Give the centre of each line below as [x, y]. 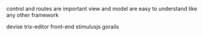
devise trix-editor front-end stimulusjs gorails [63, 27]
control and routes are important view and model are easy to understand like [102, 9]
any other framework [32, 15]
